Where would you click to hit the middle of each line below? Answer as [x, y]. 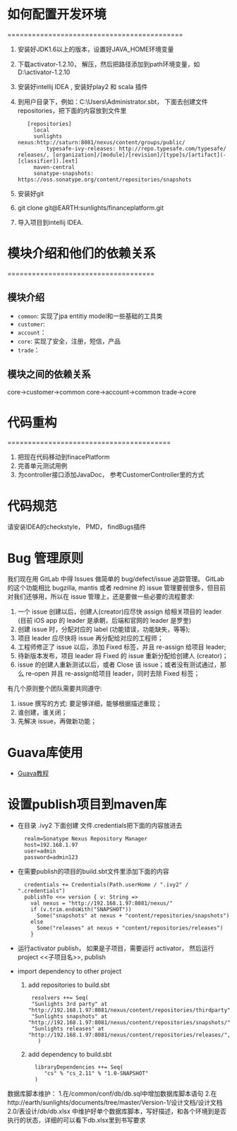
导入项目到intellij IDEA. [50, 222]
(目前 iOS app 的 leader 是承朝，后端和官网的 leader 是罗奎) [104, 621]
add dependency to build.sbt [70, 1055]
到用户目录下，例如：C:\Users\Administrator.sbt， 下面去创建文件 [113, 101]
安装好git [31, 193]
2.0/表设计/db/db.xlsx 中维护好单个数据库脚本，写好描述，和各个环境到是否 [117, 1111]
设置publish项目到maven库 [87, 805]
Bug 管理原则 [45, 558]
